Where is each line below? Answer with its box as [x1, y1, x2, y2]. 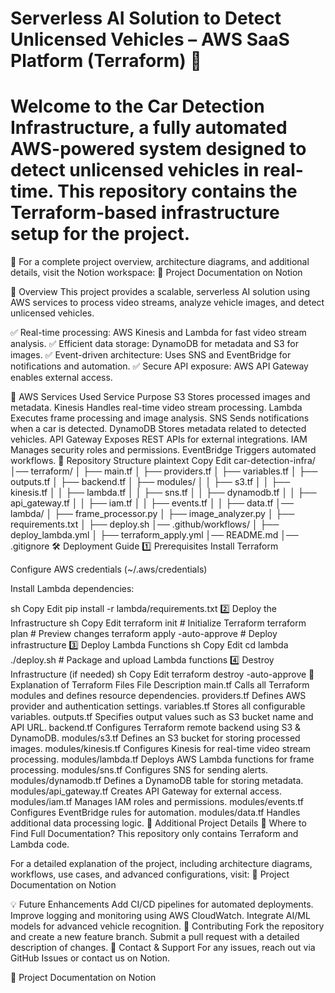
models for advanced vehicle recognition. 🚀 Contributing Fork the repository [10, 920, 325, 932]
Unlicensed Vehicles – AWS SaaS [10, 28, 290, 51]
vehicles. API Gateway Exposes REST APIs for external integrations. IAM [10, 433, 308, 446]
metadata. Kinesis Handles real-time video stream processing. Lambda [10, 402, 303, 414]
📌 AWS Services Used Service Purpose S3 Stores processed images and [10, 391, 311, 403]
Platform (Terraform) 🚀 [10, 50, 202, 72]
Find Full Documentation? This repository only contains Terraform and [10, 828, 299, 840]
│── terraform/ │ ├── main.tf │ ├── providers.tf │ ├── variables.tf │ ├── [10, 465, 318, 477]
